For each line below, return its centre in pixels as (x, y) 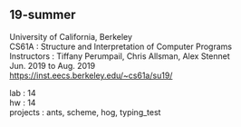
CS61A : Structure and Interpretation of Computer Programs (121, 46)
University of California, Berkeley (71, 36)
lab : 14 (23, 93)
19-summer (43, 15)
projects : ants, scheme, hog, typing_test (85, 112)
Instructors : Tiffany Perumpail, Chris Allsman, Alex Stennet (120, 56)
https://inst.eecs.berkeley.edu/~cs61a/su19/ (91, 75)
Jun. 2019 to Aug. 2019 (53, 65)
